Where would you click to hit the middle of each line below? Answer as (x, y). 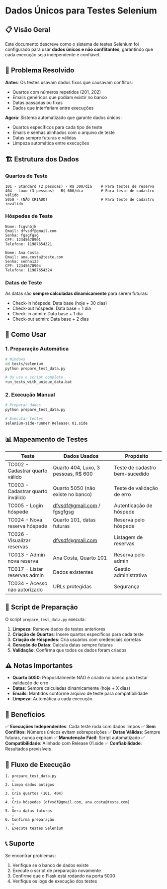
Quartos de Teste (27, 176)
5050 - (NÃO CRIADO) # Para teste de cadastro (80, 199)
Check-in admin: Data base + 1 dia (47, 314)
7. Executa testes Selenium (34, 828)
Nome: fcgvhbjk (21, 227)
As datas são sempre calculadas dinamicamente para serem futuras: (77, 293)
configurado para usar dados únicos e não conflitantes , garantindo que (79, 49)
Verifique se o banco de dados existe (50, 865)
